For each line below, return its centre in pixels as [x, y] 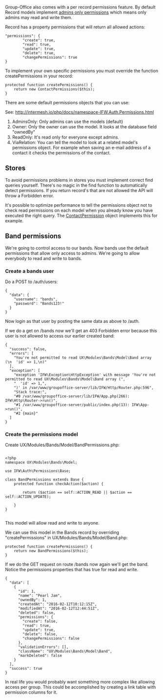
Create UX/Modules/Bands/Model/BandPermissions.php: [62, 445]
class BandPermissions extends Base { [44, 480]
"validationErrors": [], [43, 647]
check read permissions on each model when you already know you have [79, 210]
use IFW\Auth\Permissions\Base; [38, 471]
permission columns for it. [31, 692]
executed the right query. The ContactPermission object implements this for [81, 216]
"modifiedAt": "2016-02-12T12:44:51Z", [58, 609]
